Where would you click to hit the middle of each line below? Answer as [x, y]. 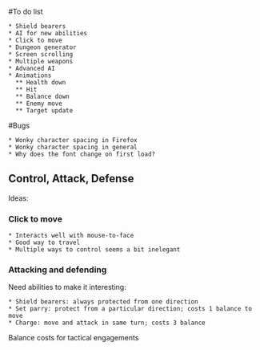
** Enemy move [39, 104]
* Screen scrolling [41, 55]
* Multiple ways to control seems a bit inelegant [94, 250]
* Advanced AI [32, 68]
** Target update [44, 111]
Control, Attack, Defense [71, 179]
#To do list [26, 12]
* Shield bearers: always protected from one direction [103, 302]
